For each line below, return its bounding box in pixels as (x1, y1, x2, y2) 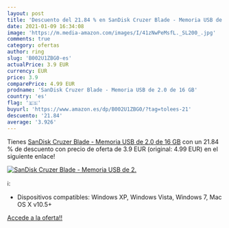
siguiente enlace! (7, 152, 56, 160)
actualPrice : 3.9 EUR (7, 61, 69, 68)
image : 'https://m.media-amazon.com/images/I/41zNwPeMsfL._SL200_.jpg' (7, 29, 216, 36)
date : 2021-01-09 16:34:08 (7, 23, 84, 30)
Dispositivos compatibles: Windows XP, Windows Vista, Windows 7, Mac (16, 193, 222, 201)
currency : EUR (7, 67, 48, 74)
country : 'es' (7, 93, 48, 100)
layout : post (7, 10, 45, 17)
